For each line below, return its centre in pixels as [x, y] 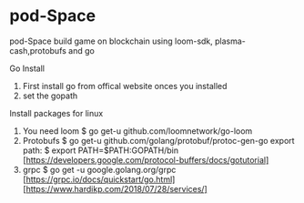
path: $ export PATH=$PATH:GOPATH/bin [101, 150]
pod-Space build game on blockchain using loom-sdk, [111, 41]
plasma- [230, 41]
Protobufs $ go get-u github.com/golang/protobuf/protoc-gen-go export [158, 140]
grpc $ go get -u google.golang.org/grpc [99, 169]
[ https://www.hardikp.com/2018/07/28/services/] [115, 188]
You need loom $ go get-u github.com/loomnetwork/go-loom [137, 131]
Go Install [27, 68]
